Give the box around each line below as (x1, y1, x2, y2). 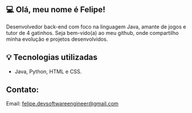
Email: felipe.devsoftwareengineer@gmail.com (6, 100, 119, 107)
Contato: (6, 85, 39, 95)
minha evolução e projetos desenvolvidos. (6, 36, 109, 43)
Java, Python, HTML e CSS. (14, 68, 82, 75)
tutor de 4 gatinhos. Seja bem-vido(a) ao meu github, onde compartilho (6, 29, 179, 36)
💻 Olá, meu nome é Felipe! (6, 5, 106, 15)
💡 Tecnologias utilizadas (6, 52, 98, 62)
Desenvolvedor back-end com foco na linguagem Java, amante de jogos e (6, 23, 187, 30)
